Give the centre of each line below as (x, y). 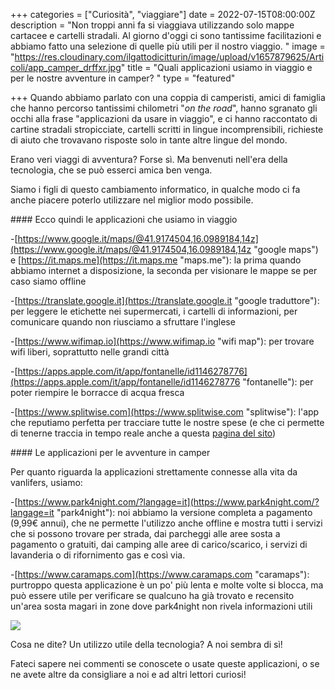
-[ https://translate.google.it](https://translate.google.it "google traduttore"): (165, 300)
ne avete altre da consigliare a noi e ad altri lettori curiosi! (128, 674)
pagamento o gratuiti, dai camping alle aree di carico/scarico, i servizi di (159, 544)
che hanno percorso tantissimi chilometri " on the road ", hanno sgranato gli (164, 108)
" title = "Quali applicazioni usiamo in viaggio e (216, 67)
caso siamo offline (48, 281)
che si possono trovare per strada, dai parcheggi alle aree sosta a (145, 533)
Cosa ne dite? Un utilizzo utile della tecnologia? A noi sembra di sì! (146, 644)
